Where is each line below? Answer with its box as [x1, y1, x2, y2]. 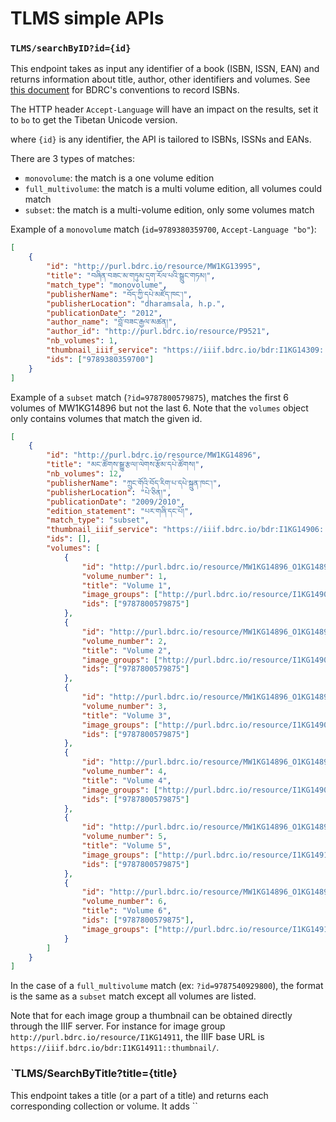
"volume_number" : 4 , [81, 767, 168, 777]
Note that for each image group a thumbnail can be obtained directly [10, 1010, 293, 1022]
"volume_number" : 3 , [81, 701, 168, 711]
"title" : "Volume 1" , [81, 580, 172, 591]
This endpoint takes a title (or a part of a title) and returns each [10, 1089, 269, 1101]
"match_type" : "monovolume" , [46, 280, 168, 290]
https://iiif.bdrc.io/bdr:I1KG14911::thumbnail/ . [10, 1042, 220, 1054]
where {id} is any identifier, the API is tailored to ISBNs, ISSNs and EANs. [10, 133, 312, 146]
